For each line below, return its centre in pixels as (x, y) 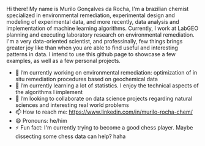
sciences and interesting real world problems (72, 105)
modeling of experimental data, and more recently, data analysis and (93, 22)
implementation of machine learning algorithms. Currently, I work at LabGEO (102, 28)
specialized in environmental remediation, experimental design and (91, 15)
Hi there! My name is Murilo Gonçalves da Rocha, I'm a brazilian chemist (98, 9)
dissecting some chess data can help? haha (70, 136)
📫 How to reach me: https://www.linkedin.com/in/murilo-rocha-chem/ (104, 112)
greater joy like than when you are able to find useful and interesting (92, 48)
